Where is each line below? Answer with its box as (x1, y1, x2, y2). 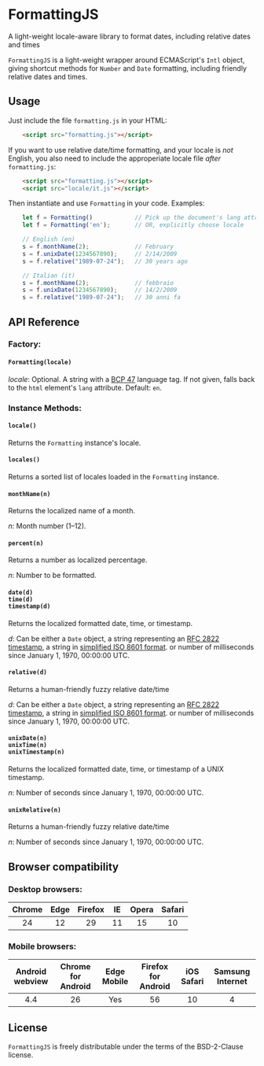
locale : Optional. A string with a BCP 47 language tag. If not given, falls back (8, 374, 255, 383)
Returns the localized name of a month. (8, 506, 136, 516)
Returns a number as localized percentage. (8, 555, 148, 564)
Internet (216, 976, 247, 987)
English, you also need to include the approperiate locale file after (8, 154, 222, 163)
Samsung (214, 966, 251, 977)
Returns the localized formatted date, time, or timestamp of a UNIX (8, 764, 224, 773)
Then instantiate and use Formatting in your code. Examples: (8, 198, 205, 208)
